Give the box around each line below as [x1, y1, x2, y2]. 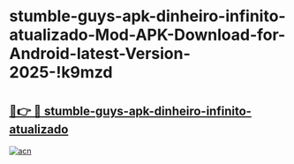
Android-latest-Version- [9, 44, 192, 63]
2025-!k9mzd [9, 63, 113, 83]
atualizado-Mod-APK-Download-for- [9, 25, 286, 45]
